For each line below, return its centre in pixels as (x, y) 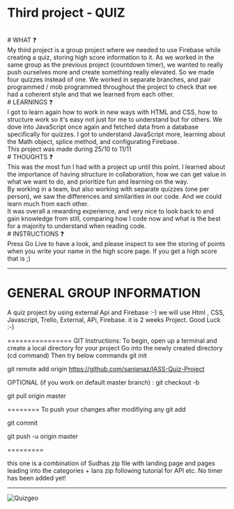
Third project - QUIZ (66, 13)
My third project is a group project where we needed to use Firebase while (114, 49)
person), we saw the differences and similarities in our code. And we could (115, 196)
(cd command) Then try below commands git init (77, 355)
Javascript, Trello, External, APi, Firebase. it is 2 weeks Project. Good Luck (114, 320)
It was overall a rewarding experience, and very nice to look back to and (111, 211)
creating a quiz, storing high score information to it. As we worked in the (111, 57)
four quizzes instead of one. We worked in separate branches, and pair (109, 79)
